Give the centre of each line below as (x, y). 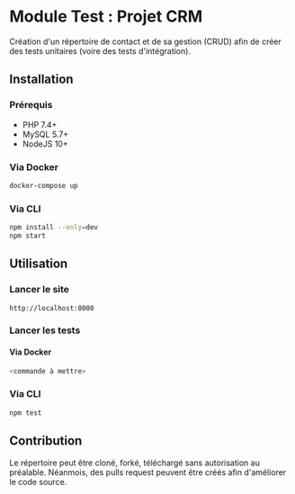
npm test (26, 413)
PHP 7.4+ (40, 124)
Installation (41, 80)
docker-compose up (44, 185)
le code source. (38, 481)
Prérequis (31, 105)
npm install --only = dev (54, 228)
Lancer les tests (45, 330)
